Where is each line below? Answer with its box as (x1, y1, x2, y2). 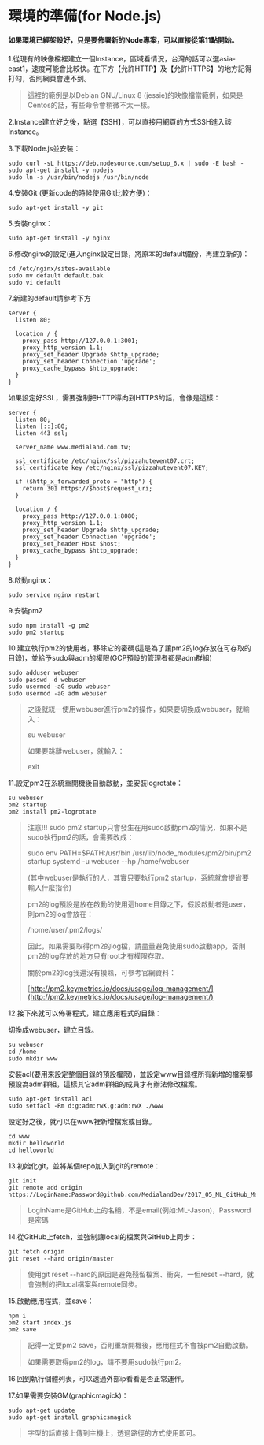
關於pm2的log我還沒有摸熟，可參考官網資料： (27, 968, 177, 978)
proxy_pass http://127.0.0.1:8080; (22, 512, 139, 520)
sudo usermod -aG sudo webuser (8, 683, 111, 691)
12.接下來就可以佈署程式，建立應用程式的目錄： (8, 1008, 163, 1018)
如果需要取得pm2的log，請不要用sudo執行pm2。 (27, 1357, 186, 1367)
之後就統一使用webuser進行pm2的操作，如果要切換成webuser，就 (27, 705, 244, 714)
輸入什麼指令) (27, 883, 72, 892)
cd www (8, 1133, 30, 1141)
